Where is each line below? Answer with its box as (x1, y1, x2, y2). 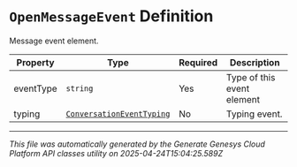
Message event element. (9, 35, 99, 46)
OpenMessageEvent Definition (9, 6, 214, 27)
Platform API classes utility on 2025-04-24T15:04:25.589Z (9, 148, 224, 158)
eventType (13, 82, 57, 95)
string (65, 83, 94, 94)
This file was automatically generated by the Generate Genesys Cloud (9, 139, 265, 149)
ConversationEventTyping (65, 109, 171, 118)
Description (229, 56, 280, 68)
